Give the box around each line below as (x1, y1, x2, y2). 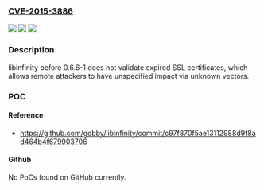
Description (8, 45, 55, 56)
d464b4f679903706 (19, 137, 87, 146)
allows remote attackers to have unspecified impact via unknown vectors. (8, 71, 250, 80)
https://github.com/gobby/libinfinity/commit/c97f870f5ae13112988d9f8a (19, 128, 256, 138)
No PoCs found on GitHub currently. (8, 173, 126, 182)
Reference (8, 111, 44, 120)
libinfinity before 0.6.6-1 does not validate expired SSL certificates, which (8, 62, 248, 72)
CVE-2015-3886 (8, 6, 74, 17)
